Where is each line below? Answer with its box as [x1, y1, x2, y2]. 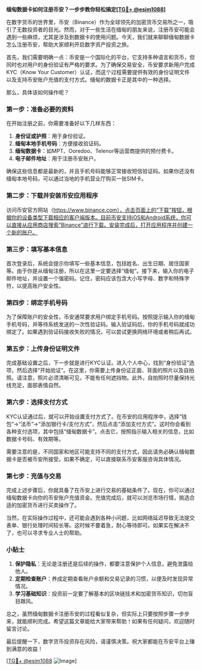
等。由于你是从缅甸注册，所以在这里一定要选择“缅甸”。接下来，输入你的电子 [6, 267, 194, 274]
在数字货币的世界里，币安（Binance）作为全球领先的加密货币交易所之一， [6, 19, 189, 26]
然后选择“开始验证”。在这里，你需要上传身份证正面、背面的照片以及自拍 [16, 367, 194, 374]
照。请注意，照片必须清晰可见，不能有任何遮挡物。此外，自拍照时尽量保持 [6, 374, 190, 381]
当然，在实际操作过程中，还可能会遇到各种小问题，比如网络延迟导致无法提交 [6, 514, 195, 522]
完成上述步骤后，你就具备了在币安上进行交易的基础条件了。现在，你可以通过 [6, 487, 195, 494]
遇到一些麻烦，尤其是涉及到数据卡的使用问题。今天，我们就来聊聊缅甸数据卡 [6, 33, 195, 41]
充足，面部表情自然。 [11, 382, 64, 389]
